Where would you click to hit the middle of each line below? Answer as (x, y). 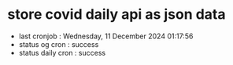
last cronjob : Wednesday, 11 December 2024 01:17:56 (106, 36)
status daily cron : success (62, 52)
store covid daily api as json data (116, 14)
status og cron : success (59, 44)
